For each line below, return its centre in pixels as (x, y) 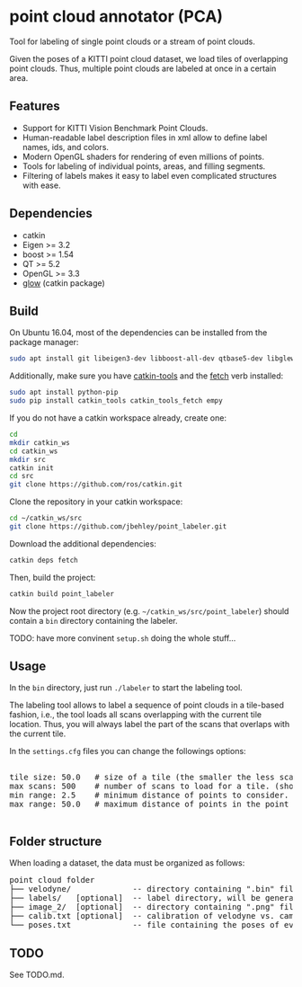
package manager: (44, 342)
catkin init (31, 468)
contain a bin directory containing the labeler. (93, 620)
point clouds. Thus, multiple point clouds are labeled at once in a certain (143, 68)
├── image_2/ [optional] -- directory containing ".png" (142, 907)
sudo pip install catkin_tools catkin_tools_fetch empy (116, 401)
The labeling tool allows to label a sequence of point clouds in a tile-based (147, 705)
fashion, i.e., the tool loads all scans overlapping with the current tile (136, 715)
